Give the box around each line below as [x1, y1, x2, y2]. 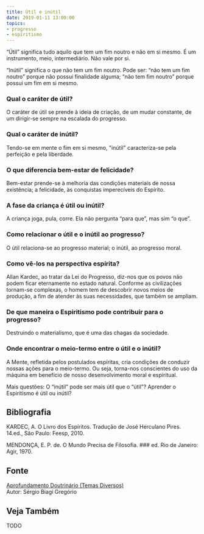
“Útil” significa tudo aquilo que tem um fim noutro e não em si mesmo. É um [6, 48, 197, 55]
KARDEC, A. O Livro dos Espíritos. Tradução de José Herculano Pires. [6, 423, 181, 430]
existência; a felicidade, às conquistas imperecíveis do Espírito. [6, 186, 165, 194]
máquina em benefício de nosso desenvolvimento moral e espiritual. [6, 371, 178, 378]
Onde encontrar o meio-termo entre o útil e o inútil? [6, 345, 161, 353]
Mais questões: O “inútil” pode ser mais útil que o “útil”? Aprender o [6, 383, 177, 390]
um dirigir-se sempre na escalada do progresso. [6, 115, 127, 122]
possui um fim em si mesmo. [6, 80, 79, 87]
